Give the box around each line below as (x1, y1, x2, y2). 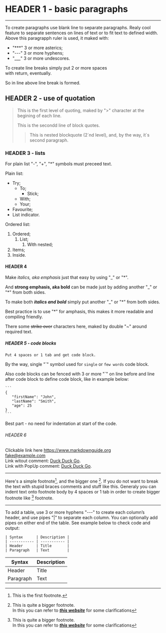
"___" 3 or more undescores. (12, 55, 70, 61)
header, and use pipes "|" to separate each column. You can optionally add (5, 514, 158, 520)
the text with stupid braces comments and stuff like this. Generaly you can (5, 484, 157, 490)
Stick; (27, 191, 39, 197)
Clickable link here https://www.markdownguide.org (5, 447, 111, 453)
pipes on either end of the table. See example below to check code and (5, 520, 151, 526)
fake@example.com (5, 453, 46, 459)
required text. (5, 329, 33, 335)
